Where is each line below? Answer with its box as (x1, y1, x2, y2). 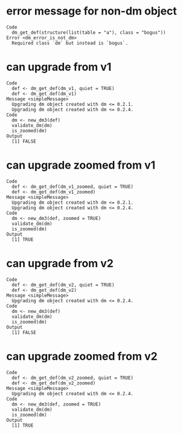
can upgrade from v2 (6, 257, 114, 270)
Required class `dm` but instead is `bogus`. (11, 40, 129, 46)
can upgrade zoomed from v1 (6, 158, 156, 172)
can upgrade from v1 (6, 60, 112, 74)
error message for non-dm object (6, 4, 177, 18)
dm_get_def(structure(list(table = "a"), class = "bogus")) (11, 29, 166, 36)
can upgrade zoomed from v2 (6, 349, 158, 363)
